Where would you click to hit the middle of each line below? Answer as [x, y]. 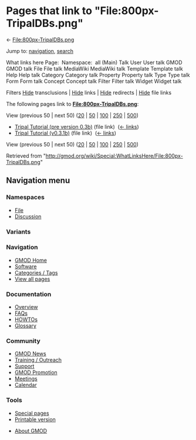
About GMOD [31, 431]
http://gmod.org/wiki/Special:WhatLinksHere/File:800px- [114, 156]
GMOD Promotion [36, 372]
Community [23, 341]
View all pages [32, 279]
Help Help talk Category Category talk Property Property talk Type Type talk [98, 75]
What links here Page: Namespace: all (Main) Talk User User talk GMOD [94, 62]
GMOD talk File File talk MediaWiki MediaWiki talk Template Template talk [94, 68]
